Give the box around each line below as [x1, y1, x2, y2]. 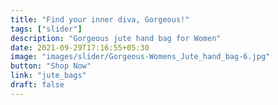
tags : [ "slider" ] [10, 24, 83, 34]
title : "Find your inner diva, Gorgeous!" [10, 14, 190, 25]
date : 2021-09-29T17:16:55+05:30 [10, 42, 150, 53]
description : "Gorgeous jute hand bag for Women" [10, 33, 222, 43]
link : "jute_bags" [10, 71, 87, 81]
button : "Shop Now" [10, 61, 92, 71]
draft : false [10, 80, 65, 90]
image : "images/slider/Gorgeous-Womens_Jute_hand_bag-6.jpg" [10, 52, 271, 62]
